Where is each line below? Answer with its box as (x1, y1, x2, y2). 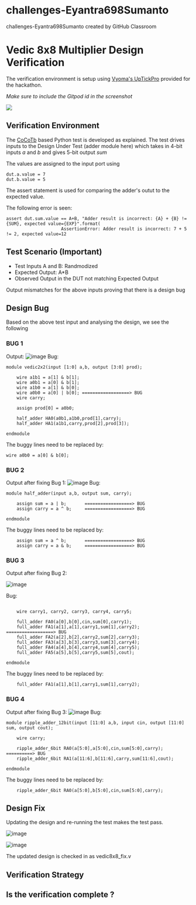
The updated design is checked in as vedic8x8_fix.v (6, 853, 132, 860)
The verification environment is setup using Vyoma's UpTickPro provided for (6, 75, 191, 82)
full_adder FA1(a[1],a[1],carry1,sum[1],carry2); (16, 624, 140, 630)
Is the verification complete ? (6, 890, 115, 900)
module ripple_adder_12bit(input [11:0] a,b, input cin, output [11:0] (6, 719, 184, 726)
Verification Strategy (6, 870, 84, 880)
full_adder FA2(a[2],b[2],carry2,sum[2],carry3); (16, 635, 140, 640)
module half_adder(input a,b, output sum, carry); (6, 490, 132, 496)
